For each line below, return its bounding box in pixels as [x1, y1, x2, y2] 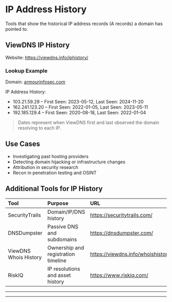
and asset [47, 271, 71, 278]
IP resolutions [47, 265, 80, 272]
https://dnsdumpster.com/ [90, 229, 154, 236]
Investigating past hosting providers [12, 153, 89, 159]
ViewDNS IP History [5, 41, 70, 50]
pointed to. [5, 26, 28, 32]
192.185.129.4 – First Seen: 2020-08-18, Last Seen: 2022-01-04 [12, 110, 146, 116]
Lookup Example [5, 67, 48, 74]
